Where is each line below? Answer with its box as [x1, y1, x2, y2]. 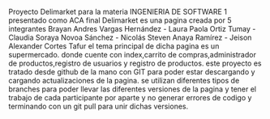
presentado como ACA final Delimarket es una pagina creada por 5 [8, 15, 232, 25]
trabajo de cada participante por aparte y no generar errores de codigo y [8, 93, 252, 102]
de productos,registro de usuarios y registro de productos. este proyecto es [8, 58, 262, 68]
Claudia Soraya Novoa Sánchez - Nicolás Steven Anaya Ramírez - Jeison [8, 32, 252, 42]
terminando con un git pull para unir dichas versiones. [8, 101, 189, 111]
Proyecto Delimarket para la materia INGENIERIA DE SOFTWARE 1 [8, 7, 227, 16]
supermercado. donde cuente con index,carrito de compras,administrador [8, 50, 257, 59]
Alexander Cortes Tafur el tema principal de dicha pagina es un [8, 41, 220, 51]
